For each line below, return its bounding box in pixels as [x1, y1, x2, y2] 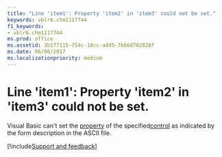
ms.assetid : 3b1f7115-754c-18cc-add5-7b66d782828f [7, 42, 155, 49]
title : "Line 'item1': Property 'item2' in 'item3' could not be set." [7, 10, 216, 17]
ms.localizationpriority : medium [7, 55, 103, 62]
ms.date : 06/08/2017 [7, 49, 66, 56]
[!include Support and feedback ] [7, 142, 97, 150]
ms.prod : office [7, 36, 53, 43]
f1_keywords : [7, 23, 45, 29]
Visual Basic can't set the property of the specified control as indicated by [7, 121, 214, 130]
